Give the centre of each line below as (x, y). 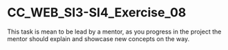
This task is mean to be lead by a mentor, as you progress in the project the (114, 32)
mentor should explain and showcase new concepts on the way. (98, 38)
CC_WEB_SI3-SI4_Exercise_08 (97, 13)
